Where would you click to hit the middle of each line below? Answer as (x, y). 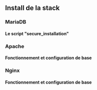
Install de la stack (32, 8)
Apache (15, 46)
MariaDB (16, 22)
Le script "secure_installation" (37, 33)
